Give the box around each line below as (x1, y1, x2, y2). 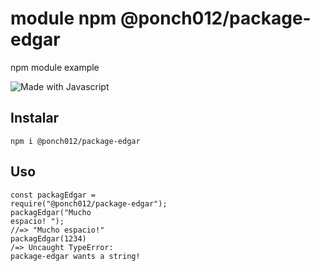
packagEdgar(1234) (10, 233, 87, 244)
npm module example (10, 61, 100, 73)
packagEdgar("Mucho (10, 207, 92, 217)
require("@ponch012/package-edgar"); (10, 198, 168, 209)
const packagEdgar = (10, 190, 97, 200)
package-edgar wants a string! (10, 251, 141, 261)
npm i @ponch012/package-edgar (10, 136, 141, 146)
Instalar (10, 110, 60, 127)
